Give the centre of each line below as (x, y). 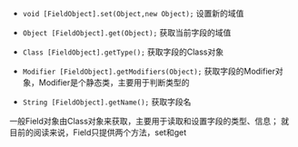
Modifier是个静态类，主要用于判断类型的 (114, 83)
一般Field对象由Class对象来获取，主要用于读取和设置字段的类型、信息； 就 (149, 121)
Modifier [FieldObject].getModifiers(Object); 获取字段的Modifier (149, 71)
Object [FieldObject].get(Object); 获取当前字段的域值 (127, 33)
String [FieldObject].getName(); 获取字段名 (107, 102)
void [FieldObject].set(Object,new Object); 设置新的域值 (133, 13)
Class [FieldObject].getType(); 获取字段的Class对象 (123, 52)
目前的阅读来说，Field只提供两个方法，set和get (98, 132)
